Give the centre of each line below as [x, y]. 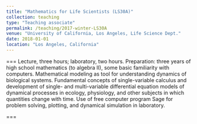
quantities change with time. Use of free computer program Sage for [90, 99]
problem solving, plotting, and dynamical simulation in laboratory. [86, 105]
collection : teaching [33, 17]
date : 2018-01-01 [28, 39]
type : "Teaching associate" [41, 22]
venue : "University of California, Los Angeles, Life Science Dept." [94, 34]
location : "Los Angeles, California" [53, 45]
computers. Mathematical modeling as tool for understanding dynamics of [96, 74]
